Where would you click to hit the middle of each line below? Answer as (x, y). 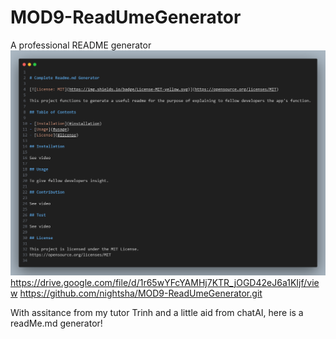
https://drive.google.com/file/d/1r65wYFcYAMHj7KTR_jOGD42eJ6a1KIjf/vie (165, 282)
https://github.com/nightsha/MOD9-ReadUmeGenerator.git (141, 293)
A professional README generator (81, 45)
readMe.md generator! (56, 323)
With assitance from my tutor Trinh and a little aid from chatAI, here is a (157, 312)
